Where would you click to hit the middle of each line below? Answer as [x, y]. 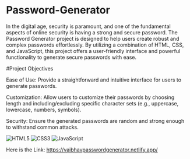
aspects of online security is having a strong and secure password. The [92, 32]
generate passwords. [31, 86]
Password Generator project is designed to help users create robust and [93, 38]
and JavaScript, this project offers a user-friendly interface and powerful [93, 51]
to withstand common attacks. [42, 127]
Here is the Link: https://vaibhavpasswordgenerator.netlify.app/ [82, 150]
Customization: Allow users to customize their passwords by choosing [90, 97]
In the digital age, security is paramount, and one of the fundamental [88, 26]
